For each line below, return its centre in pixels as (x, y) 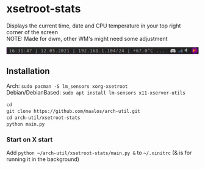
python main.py (26, 124)
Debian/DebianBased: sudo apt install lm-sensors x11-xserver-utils (96, 92)
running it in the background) (43, 159)
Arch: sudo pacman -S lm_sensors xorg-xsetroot (67, 86)
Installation (28, 71)
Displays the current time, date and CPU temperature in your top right (94, 26)
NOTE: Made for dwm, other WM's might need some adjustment (87, 38)
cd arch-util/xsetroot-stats (43, 118)
